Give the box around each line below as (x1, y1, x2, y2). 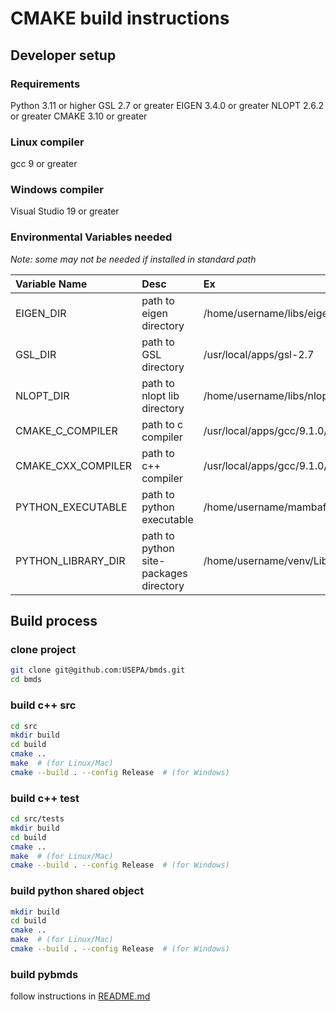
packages (141, 566, 188, 580)
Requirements (10, 77, 81, 91)
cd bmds (10, 675, 43, 685)
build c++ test (10, 791, 80, 805)
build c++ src (10, 698, 77, 712)
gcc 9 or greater (10, 158, 78, 170)
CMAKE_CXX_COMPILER (15, 458, 133, 472)
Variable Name (15, 277, 88, 291)
